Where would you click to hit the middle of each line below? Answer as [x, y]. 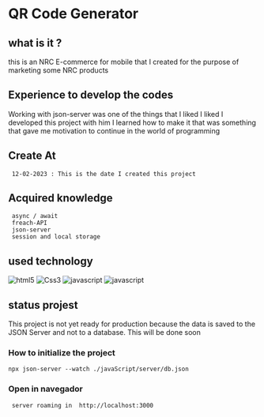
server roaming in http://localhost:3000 [83, 405]
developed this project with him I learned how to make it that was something [132, 122]
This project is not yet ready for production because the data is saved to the [132, 324]
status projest [43, 305]
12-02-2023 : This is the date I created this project [104, 174]
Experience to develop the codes [91, 95]
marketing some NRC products [58, 70]
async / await [35, 216]
